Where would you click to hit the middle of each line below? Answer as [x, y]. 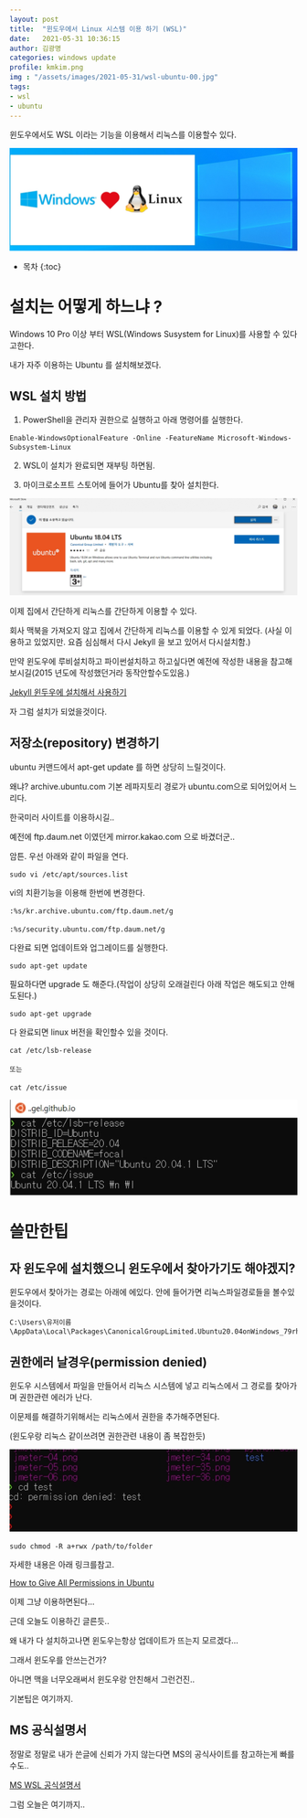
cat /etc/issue [38, 1088]
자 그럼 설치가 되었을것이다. [58, 711]
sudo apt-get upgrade [51, 1014]
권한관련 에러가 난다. [56, 1398]
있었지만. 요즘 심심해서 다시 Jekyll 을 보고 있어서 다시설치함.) [142, 642]
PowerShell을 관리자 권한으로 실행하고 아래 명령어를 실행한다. [133, 420]
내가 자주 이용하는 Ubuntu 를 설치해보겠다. [85, 365]
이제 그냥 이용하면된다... [52, 1601]
